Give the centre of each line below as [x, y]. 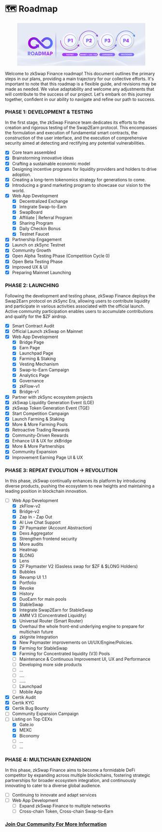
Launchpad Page [36, 353]
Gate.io [26, 725]
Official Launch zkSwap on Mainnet [47, 331]
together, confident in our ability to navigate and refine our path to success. [80, 99]
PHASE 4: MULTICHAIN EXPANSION [48, 759]
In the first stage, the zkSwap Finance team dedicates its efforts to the [75, 122]
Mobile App [31, 692]
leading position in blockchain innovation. [46, 491]
